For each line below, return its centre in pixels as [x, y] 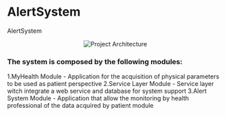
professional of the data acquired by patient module [80, 106]
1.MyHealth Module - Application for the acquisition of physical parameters [113, 76]
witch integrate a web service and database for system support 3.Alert [107, 91]
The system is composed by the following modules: [95, 61]
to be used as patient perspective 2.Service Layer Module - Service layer [111, 84]
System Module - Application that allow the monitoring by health [98, 98]
